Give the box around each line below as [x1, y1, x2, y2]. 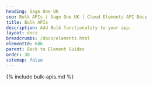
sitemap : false [6, 57, 43, 63]
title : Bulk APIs [6, 19, 48, 25]
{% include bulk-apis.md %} [6, 73, 74, 80]
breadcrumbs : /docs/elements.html [6, 35, 91, 41]
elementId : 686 [6, 41, 43, 47]
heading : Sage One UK [6, 8, 59, 15]
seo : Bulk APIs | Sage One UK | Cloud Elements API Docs [6, 14, 148, 20]
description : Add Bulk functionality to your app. [6, 24, 132, 31]
